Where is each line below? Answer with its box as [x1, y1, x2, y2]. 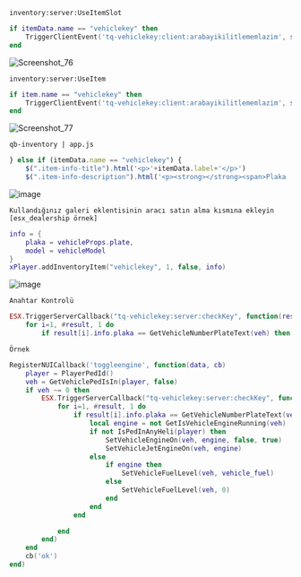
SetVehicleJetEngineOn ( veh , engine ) [105, 444, 243, 452]
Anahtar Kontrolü [9, 297, 74, 306]
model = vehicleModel [25, 246, 106, 255]
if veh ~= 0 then [25, 385, 90, 394]
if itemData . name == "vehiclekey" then [9, 24, 159, 33]
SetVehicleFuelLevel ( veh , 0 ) [121, 486, 230, 495]
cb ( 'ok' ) [25, 552, 58, 561]
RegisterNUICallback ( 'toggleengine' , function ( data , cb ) [9, 360, 227, 369]
